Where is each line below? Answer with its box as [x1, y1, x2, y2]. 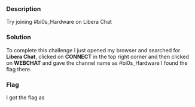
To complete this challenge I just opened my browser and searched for [6, 46, 181, 53]
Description [6, 5, 41, 13]
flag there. [6, 65, 32, 73]
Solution [6, 33, 32, 42]
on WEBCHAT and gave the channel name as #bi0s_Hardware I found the [6, 59, 188, 67]
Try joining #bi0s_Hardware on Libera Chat [6, 18, 112, 26]
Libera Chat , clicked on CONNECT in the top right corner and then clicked [6, 53, 190, 60]
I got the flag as [6, 94, 45, 101]
